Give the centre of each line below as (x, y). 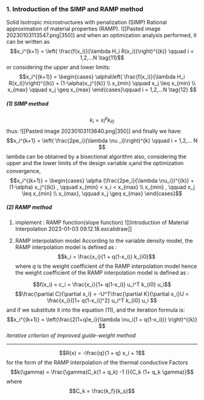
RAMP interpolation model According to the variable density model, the (104, 241)
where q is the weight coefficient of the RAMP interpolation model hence (106, 266)
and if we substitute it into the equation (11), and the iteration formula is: (96, 310)
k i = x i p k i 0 (102, 120)
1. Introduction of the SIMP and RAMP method (75, 9)
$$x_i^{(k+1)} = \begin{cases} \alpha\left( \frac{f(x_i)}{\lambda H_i (102, 77)
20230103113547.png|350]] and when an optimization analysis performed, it (101, 35)
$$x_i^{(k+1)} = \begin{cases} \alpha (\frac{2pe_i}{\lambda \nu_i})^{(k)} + (102, 180)
